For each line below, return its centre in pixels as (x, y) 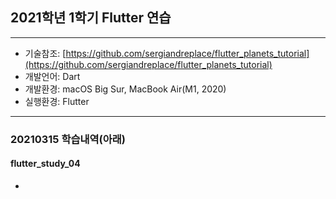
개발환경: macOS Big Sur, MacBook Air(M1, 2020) (125, 89)
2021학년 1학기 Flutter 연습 (91, 18)
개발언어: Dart (52, 76)
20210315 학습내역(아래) (68, 139)
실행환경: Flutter (57, 101)
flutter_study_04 (45, 164)
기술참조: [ (45, 53)
